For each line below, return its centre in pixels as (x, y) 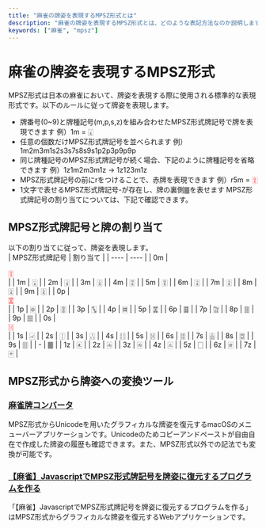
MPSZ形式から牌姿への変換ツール (91, 381)
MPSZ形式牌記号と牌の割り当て (86, 227)
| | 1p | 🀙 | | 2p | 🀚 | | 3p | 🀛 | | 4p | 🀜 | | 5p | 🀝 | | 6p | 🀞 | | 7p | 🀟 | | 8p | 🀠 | (131, 309)
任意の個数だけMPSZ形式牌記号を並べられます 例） (103, 142)
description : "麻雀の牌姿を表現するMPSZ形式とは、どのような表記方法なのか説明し (129, 23)
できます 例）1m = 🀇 (60, 132)
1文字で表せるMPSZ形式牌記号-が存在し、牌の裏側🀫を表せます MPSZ (133, 190)
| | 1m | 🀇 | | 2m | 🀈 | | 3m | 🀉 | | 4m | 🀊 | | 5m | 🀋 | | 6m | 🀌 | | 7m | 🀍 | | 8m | (133, 283)
